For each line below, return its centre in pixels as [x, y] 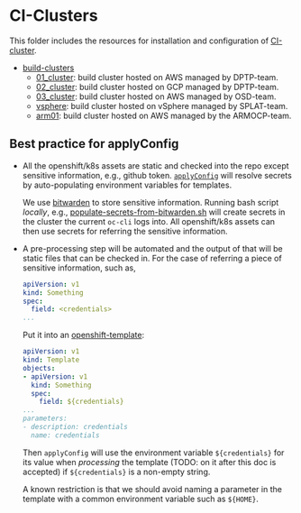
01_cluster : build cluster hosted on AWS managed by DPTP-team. [157, 77]
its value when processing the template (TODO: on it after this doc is [149, 462]
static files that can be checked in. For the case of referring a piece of [152, 258]
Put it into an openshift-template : [83, 335]
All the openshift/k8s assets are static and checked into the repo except [156, 165]
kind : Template [51, 360]
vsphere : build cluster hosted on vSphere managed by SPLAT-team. [162, 105]
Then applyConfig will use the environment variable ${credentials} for [153, 453]
